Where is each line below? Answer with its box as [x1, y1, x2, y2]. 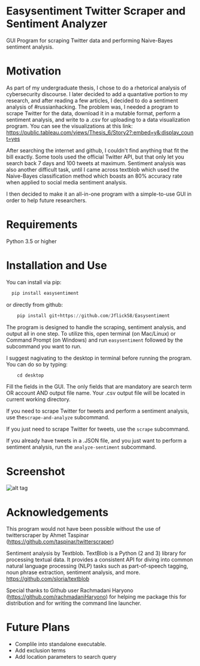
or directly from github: [6, 301, 63, 308]
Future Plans [6, 620, 70, 634]
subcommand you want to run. [6, 342, 82, 350]
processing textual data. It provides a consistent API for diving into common [6, 556, 193, 563]
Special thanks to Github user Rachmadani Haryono [6, 587, 134, 594]
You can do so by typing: [6, 360, 68, 368]
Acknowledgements [6, 506, 109, 519]
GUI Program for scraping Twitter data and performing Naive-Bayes [6, 37, 173, 44]
